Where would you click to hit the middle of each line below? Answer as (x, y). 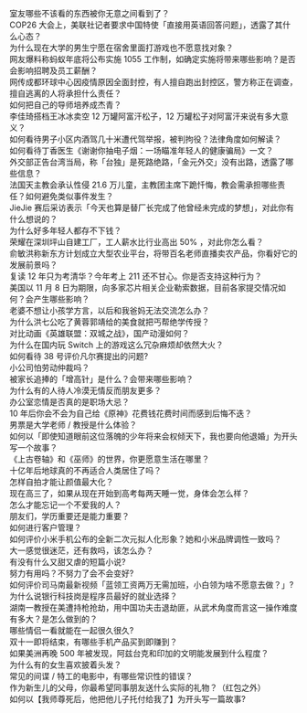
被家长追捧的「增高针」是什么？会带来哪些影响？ (101, 379)
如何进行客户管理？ (46, 527)
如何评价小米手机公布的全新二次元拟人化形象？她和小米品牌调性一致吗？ (145, 539)
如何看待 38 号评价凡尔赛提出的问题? (79, 356)
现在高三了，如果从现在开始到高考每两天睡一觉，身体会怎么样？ (129, 493)
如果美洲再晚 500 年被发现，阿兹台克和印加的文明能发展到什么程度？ (139, 653)
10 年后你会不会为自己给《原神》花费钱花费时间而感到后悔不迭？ (131, 413)
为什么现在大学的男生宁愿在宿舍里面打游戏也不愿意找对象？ (122, 48)
